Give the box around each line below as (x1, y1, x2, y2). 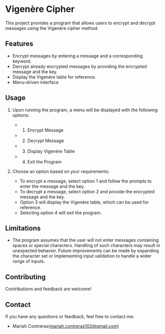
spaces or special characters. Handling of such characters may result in (12, 243, 161, 249)
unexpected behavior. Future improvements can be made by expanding (12, 248, 159, 254)
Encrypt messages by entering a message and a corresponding (12, 53, 143, 59)
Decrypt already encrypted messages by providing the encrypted (12, 63, 147, 69)
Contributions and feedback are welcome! (5, 286, 92, 292)
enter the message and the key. (19, 183, 85, 189)
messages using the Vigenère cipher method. (5, 25, 99, 31)
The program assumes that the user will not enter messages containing (12, 237, 159, 243)
